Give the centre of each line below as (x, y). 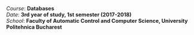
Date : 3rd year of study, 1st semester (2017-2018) (69, 15)
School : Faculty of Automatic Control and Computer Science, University (97, 21)
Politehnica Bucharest (34, 27)
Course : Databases (30, 8)
